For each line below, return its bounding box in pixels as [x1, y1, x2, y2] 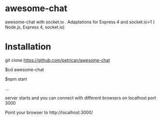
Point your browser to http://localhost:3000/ [5, 109, 93, 115]
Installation [5, 41, 51, 52]
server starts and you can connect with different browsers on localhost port [5, 95, 156, 101]
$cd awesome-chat [5, 67, 45, 72]
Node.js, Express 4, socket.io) [5, 24, 65, 30]
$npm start [5, 76, 27, 82]
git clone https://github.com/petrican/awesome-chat [5, 57, 110, 63]
